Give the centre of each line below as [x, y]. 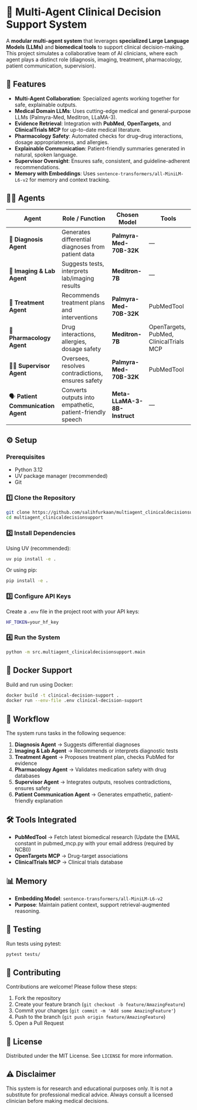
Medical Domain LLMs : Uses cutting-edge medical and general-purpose [103, 111]
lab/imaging [78, 278]
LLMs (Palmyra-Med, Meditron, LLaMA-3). [66, 117]
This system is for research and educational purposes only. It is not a [89, 1088]
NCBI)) [23, 850]
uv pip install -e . [31, 559]
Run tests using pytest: [34, 944]
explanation [49, 801]
